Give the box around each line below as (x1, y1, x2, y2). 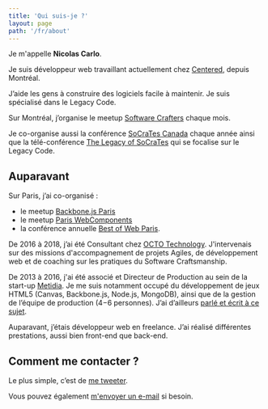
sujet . (8, 306, 27, 316)
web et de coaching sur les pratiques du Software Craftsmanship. (8, 256, 228, 267)
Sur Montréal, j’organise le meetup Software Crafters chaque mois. (8, 113, 231, 123)
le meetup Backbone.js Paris (19, 207, 116, 217)
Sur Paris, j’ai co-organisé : (8, 191, 99, 200)
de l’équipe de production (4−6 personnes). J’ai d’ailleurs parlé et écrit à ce (8, 298, 260, 308)
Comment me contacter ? (8, 354, 139, 368)
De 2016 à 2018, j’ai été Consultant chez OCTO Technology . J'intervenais (8, 239, 253, 249)
